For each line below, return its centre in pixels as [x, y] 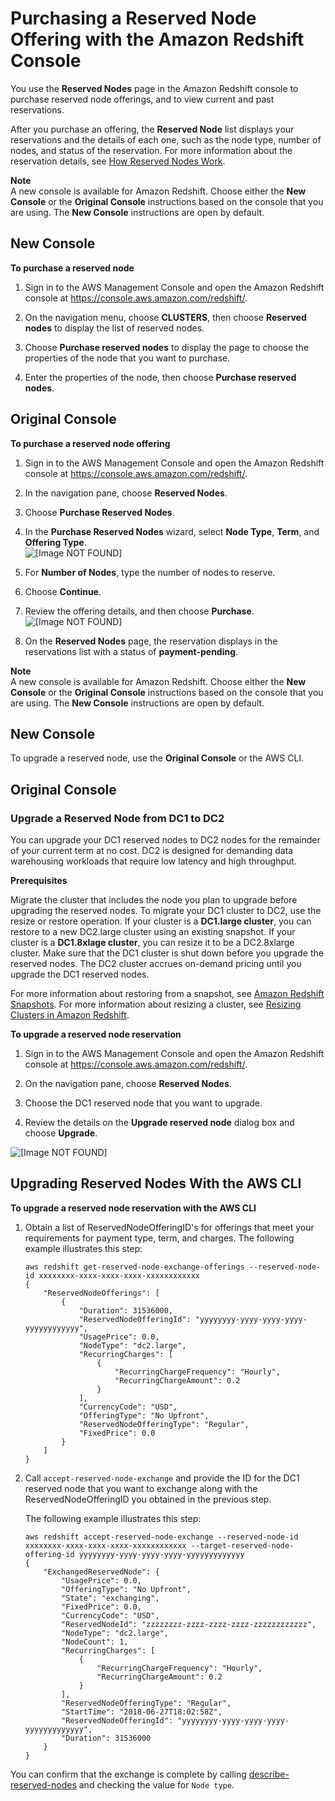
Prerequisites [39, 881]
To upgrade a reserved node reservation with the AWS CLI [133, 1208]
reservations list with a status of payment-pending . [131, 651]
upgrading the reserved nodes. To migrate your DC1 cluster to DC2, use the [166, 911]
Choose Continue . [63, 591]
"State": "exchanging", [110, 1598]
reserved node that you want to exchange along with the [141, 1488]
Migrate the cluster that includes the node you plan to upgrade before [154, 900]
